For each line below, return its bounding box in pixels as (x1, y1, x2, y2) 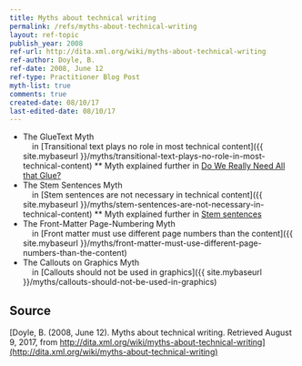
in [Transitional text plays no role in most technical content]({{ (31, 141, 264, 152)
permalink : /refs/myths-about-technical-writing (9, 22, 197, 31)
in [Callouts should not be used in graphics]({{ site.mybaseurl (31, 267, 262, 278)
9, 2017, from (9, 337, 58, 348)
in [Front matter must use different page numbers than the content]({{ (31, 229, 294, 239)
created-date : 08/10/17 (9, 97, 100, 107)
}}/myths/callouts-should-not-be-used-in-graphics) (22, 277, 217, 288)
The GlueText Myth (22, 131, 95, 142)
